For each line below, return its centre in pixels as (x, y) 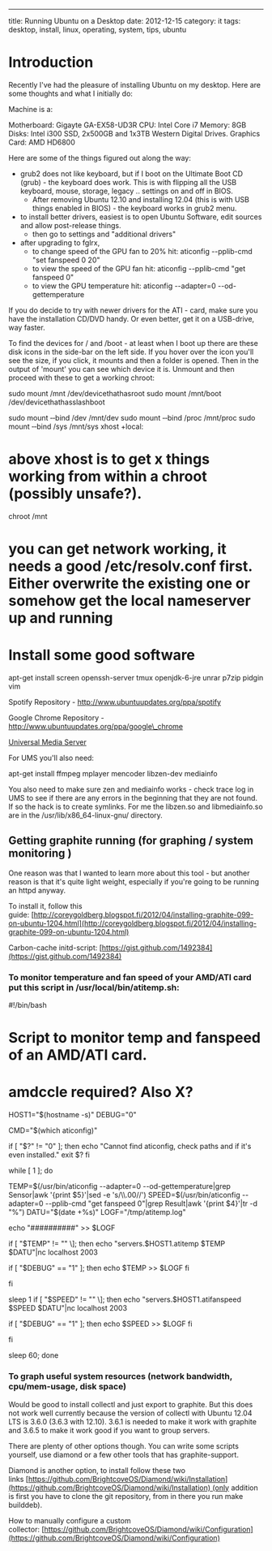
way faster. (27, 327)
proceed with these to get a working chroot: (82, 378)
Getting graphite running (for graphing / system (131, 841)
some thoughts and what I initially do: (71, 93)
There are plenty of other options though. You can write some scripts (123, 1445)
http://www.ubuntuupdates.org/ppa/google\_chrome (96, 726)
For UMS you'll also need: (51, 758)
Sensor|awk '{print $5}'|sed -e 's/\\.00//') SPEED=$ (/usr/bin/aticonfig (124, 1195)
